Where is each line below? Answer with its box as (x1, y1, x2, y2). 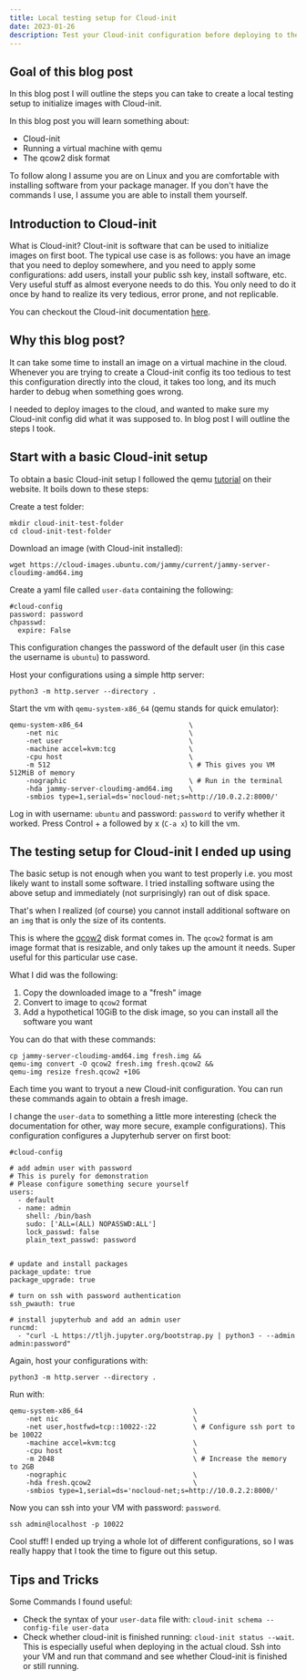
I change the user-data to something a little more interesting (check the (9, 1111, 277, 1122)
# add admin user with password (9, 1164, 132, 1173)
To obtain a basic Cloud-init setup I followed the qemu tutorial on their (9, 473, 272, 484)
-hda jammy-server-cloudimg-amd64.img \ (25, 784, 194, 793)
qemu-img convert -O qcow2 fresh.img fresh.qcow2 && (9, 1059, 214, 1069)
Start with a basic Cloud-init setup (9, 449, 208, 465)
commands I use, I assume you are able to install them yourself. (9, 190, 248, 201)
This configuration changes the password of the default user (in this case (9, 642, 285, 653)
